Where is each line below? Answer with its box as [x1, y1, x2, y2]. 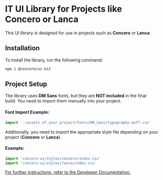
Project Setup [5, 80, 48, 88]
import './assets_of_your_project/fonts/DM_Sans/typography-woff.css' [5, 120, 151, 125]
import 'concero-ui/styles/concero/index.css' [5, 156, 101, 161]
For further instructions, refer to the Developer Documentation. [5, 169, 131, 175]
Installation [5, 44, 40, 52]
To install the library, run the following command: [5, 57, 103, 63]
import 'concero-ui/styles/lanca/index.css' [5, 160, 97, 165]
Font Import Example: [5, 109, 50, 115]
